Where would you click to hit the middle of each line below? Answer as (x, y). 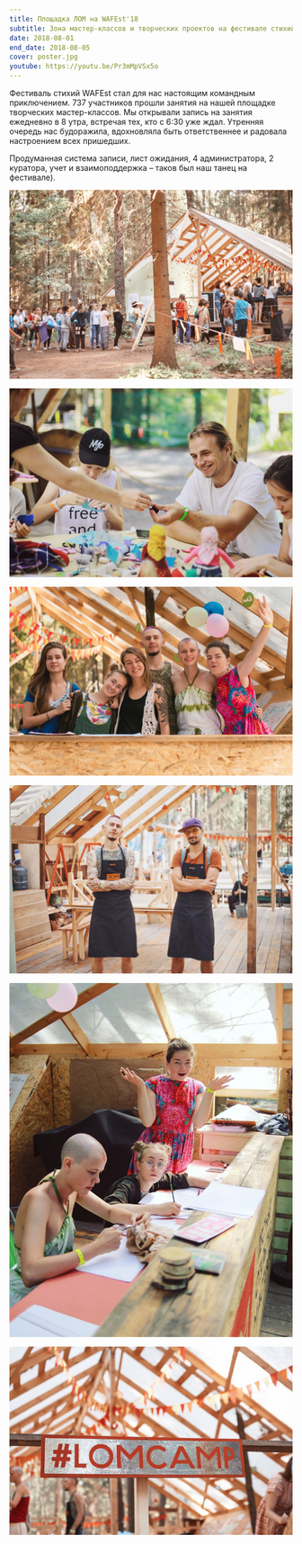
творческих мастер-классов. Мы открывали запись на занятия (131, 112)
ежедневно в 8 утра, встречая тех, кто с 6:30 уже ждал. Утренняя (137, 122)
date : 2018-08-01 (42, 38)
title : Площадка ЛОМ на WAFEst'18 (74, 19)
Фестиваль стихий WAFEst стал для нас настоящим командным (133, 93)
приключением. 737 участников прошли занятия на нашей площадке (142, 103)
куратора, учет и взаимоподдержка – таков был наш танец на (129, 168)
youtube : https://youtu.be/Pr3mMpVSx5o (84, 67)
